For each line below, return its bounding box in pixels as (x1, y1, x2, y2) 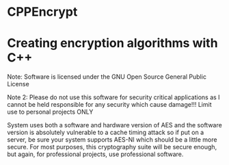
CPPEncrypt (7, 4, 78, 20)
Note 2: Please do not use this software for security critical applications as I (7, 93, 220, 101)
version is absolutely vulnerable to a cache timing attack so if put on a (7, 128, 204, 137)
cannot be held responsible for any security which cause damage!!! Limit (7, 101, 212, 109)
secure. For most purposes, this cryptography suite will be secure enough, (7, 143, 217, 151)
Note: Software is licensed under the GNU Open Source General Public (7, 73, 207, 81)
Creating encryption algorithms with (7, 36, 218, 51)
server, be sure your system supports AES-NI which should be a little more (7, 136, 217, 144)
